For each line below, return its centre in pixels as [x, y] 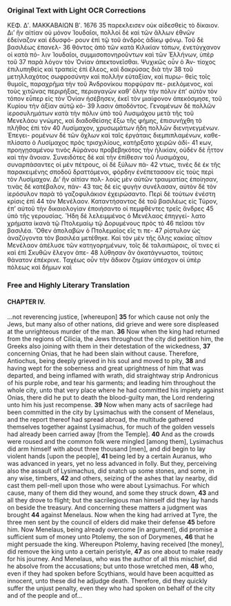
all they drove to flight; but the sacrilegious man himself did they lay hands [113, 500]
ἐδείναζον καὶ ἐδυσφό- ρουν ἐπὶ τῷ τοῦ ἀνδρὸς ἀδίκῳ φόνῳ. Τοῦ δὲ [106, 40]
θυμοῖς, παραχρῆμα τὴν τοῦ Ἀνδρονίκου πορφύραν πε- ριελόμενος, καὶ [110, 84]
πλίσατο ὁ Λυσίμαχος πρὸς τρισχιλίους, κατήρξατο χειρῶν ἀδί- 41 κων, [110, 143]
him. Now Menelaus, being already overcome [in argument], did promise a [112, 529]
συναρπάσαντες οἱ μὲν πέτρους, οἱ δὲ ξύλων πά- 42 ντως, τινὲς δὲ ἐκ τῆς [114, 165]
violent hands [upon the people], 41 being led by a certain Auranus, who [110, 456]
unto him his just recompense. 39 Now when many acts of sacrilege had [110, 405]
